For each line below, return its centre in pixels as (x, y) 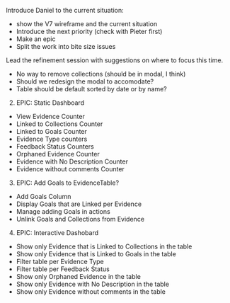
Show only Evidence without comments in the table (91, 292)
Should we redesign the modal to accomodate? (85, 81)
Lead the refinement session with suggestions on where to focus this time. (115, 60)
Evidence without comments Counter (70, 169)
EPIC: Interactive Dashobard (57, 233)
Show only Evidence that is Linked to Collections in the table (104, 246)
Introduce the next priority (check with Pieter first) (89, 32)
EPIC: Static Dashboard (50, 103)
